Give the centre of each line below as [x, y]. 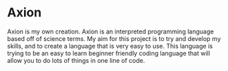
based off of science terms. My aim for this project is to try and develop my [114, 38]
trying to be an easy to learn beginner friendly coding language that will [108, 53]
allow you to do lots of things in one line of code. [76, 60]
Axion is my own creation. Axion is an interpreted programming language [111, 31]
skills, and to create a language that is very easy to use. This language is [110, 46]
